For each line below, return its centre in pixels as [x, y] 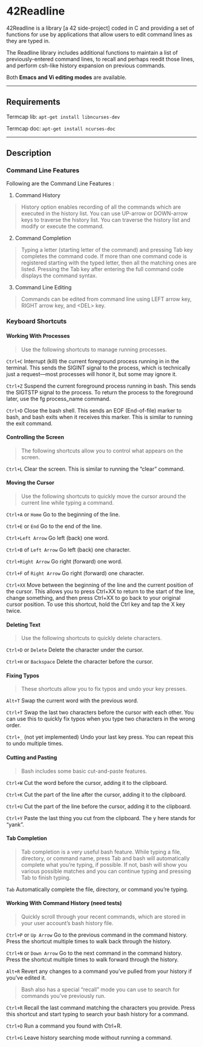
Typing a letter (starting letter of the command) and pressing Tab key [107, 250]
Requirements [33, 102]
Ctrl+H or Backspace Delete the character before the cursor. [80, 662]
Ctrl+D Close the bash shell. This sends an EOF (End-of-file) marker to [94, 410]
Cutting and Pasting [32, 757]
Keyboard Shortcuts [37, 322]
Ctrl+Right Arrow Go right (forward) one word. [64, 561]
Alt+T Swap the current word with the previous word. [72, 701]
